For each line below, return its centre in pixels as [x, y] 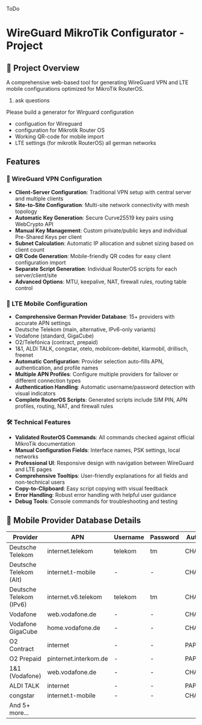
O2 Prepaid [25, 659]
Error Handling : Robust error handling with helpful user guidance [96, 495]
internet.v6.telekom [75, 597]
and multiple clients [39, 199]
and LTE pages [33, 469]
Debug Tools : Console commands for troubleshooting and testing [96, 501]
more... [19, 713]
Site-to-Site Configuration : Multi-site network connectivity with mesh [102, 205]
